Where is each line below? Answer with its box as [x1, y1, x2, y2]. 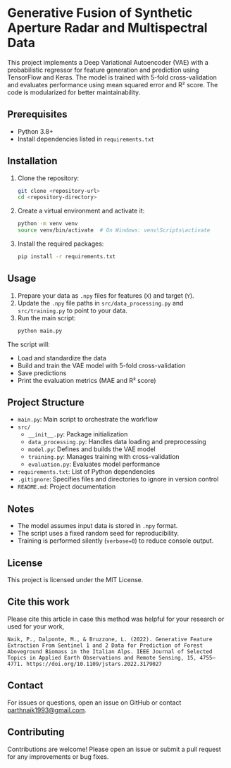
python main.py [17, 327, 63, 334]
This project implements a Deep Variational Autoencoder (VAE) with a [7, 58, 209, 66]
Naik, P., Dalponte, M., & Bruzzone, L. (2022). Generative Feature [7, 636, 213, 643]
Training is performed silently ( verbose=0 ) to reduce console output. [17, 536, 214, 545]
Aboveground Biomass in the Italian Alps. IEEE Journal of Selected [7, 648, 213, 655]
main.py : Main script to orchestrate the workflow [17, 415, 158, 424]
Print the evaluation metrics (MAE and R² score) [17, 376, 156, 384]
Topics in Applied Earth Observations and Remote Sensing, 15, [7, 654, 197, 661]
